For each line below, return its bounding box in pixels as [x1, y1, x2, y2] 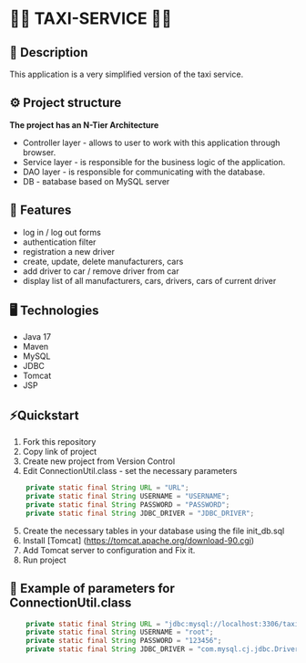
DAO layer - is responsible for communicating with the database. [22, 166, 266, 177]
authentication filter [22, 237, 97, 247]
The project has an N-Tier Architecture [9, 119, 159, 131]
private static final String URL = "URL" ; [25, 483, 189, 492]
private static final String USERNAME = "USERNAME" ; [25, 492, 230, 501]
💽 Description [9, 45, 88, 60]
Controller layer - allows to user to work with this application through [22, 137, 280, 148]
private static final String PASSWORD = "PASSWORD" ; [25, 500, 230, 510]
